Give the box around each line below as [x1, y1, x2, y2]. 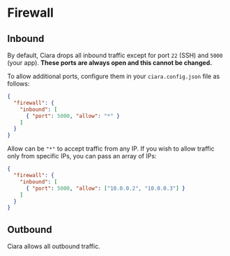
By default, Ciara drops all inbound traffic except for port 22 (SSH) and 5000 [7, 51, 223, 59]
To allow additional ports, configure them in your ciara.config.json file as [7, 72, 220, 80]
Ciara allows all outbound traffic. [7, 242, 100, 250]
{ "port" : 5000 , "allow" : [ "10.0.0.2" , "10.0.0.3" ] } [25, 185, 186, 192]
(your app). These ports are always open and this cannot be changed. [7, 59, 213, 67]
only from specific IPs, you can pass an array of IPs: [7, 152, 157, 160]
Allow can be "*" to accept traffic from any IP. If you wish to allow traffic [7, 144, 215, 153]
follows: [7, 80, 30, 88]
